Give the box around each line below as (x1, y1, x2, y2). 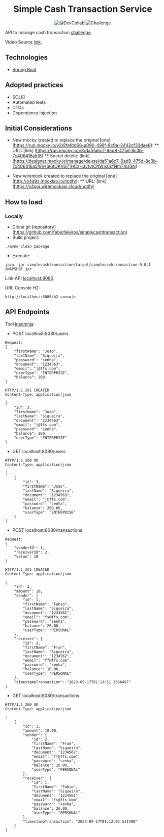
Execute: (12, 253, 31, 259)
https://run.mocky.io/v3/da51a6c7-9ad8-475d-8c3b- (36, 147, 144, 154)
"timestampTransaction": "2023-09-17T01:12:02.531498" (23, 819, 138, 824)
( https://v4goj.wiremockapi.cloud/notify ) (12, 184, 95, 189)
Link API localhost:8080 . (5, 276, 55, 281)
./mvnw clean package (5, 244, 50, 249)
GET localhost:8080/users (12, 448, 66, 454)
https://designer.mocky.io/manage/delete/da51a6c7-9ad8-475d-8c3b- (14, 158, 158, 164)
